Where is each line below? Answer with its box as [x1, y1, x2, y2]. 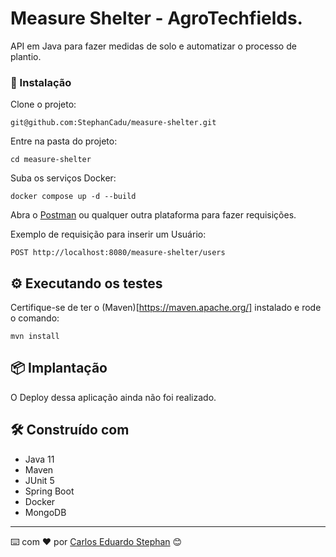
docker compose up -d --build [10, 192, 137, 202]
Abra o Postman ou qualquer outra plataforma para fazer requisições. [10, 209, 297, 221]
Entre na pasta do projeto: [10, 135, 118, 147]
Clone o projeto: [10, 98, 77, 111]
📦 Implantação [10, 360, 108, 377]
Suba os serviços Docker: [10, 172, 117, 184]
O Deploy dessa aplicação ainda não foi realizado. [10, 391, 217, 403]
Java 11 [24, 453, 55, 465]
